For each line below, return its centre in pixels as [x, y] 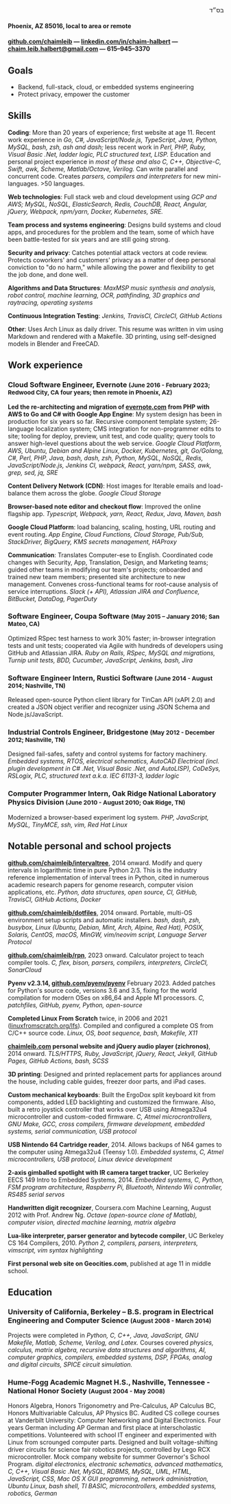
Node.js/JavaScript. [36, 715]
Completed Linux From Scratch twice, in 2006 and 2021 [88, 1018]
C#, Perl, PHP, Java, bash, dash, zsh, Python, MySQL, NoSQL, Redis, [106, 458]
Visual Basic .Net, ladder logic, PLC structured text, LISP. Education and [109, 154]
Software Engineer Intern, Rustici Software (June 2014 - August [110, 677]
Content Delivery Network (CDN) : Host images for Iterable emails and [107, 486]
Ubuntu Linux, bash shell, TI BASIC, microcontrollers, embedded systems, [112, 1486]
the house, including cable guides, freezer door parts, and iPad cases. [107, 1081]
